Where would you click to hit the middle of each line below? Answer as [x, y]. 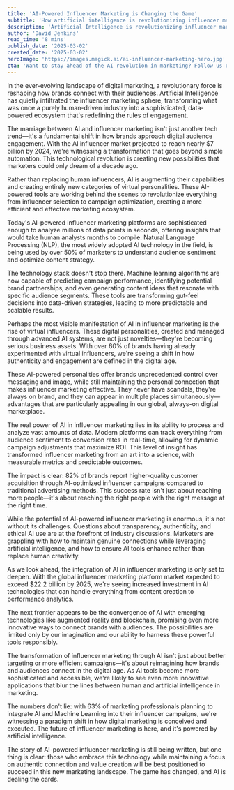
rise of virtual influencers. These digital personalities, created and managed [116, 331]
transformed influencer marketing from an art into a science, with [101, 454]
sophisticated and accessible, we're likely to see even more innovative [108, 678]
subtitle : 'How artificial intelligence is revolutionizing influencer [113, 20]
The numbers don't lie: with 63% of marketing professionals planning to [110, 706]
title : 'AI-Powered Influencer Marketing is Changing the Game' [102, 14]
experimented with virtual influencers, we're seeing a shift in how [101, 353]
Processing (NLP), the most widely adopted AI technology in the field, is [110, 244]
